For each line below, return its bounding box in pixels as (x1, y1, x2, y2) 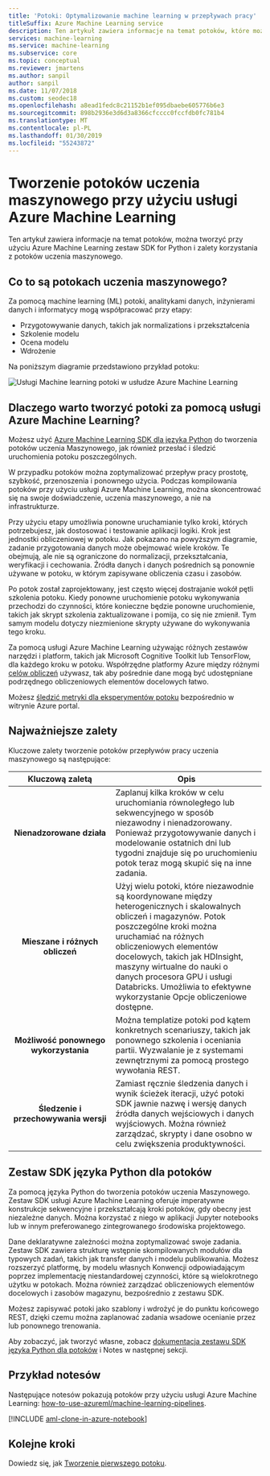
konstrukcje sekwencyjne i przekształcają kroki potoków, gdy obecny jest (8, 1204, 252, 1213)
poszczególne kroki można (115, 920, 217, 932)
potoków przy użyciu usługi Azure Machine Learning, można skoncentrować (8, 485, 262, 494)
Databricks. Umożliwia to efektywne (115, 981, 252, 992)
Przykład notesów (8, 1368, 101, 1382)
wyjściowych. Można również (115, 1118, 227, 1129)
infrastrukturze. (8, 502, 60, 511)
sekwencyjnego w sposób (115, 807, 215, 818)
